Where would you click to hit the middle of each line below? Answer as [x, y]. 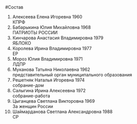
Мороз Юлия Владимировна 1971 [48, 59]
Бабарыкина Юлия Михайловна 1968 [52, 27]
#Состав [14, 7]
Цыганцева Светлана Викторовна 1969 [54, 101]
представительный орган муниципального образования [72, 75]
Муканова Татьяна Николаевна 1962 [51, 69]
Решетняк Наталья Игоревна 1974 [48, 80]
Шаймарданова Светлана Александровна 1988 [63, 112]
